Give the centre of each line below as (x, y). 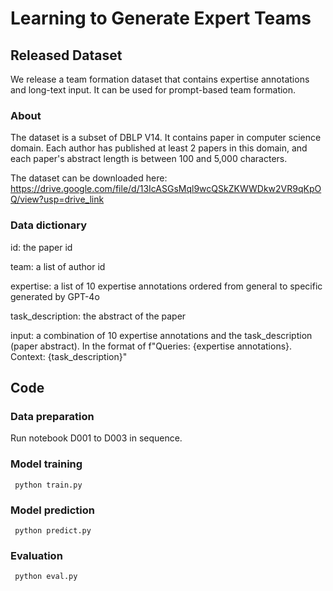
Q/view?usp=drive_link (57, 199)
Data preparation (52, 416)
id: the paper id (41, 247)
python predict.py (53, 530)
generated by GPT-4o (55, 296)
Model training (46, 464)
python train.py (48, 485)
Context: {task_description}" (69, 356)
